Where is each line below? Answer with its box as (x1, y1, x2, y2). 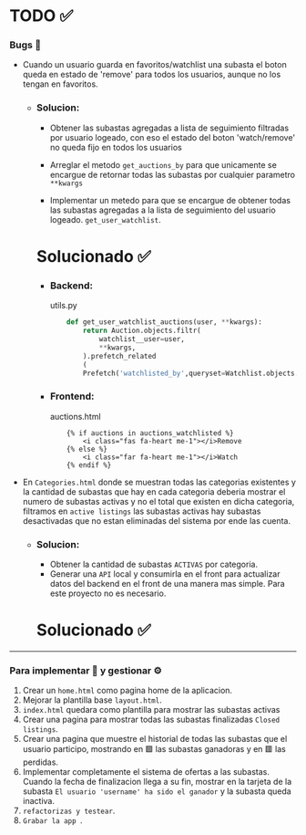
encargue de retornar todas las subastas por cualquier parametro (49, 169, 296, 180)
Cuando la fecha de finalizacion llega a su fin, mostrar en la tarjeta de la (22, 777, 292, 788)
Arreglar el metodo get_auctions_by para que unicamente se (49, 159, 278, 170)
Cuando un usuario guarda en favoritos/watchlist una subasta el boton (22, 59, 287, 70)
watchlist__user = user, (98, 335, 185, 344)
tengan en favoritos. (22, 78, 98, 89)
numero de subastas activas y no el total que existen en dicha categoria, (22, 496, 295, 506)
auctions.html (49, 411, 102, 422)
